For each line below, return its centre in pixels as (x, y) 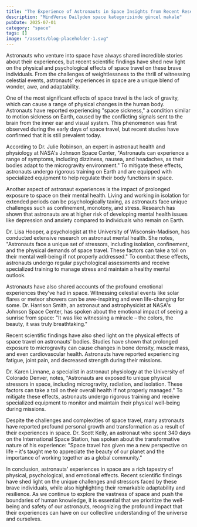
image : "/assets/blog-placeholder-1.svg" (57, 39)
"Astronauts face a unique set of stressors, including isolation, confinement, (98, 244)
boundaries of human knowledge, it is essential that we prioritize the (89, 500)
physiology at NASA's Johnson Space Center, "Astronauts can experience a (97, 153)
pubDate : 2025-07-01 (31, 22)
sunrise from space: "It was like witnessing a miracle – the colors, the (90, 318)
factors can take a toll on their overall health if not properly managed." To (94, 390)
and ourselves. (24, 519)
